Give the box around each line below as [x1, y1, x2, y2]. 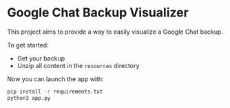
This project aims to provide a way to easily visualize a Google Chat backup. [7, 28, 224, 36]
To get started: [7, 41, 50, 49]
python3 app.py [7, 94, 51, 101]
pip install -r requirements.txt [7, 88, 103, 95]
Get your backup [17, 54, 65, 63]
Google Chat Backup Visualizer [7, 5, 189, 21]
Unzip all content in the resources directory [17, 61, 140, 69]
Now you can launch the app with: [7, 74, 105, 83]
